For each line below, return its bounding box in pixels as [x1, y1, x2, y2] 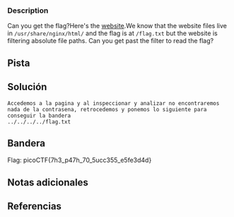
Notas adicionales [7, 176, 88, 188]
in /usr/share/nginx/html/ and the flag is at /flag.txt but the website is [7, 29, 218, 37]
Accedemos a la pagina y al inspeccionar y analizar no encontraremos [7, 99, 220, 107]
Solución [7, 81, 47, 93]
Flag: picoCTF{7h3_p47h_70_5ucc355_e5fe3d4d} [7, 156, 152, 164]
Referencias [7, 200, 62, 213]
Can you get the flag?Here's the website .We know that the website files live [7, 22, 228, 30]
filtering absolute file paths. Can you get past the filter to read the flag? [7, 37, 214, 45]
